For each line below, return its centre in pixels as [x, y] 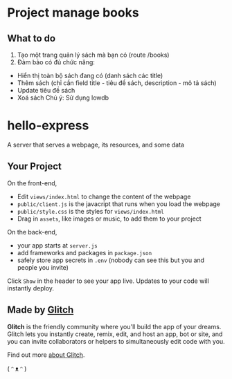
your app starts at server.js [57, 245]
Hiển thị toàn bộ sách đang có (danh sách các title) [90, 75]
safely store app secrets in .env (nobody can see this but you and [111, 260]
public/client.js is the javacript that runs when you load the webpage [118, 204]
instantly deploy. [30, 288]
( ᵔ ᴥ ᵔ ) [17, 369]
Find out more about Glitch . [46, 355]
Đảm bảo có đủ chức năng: [56, 62]
